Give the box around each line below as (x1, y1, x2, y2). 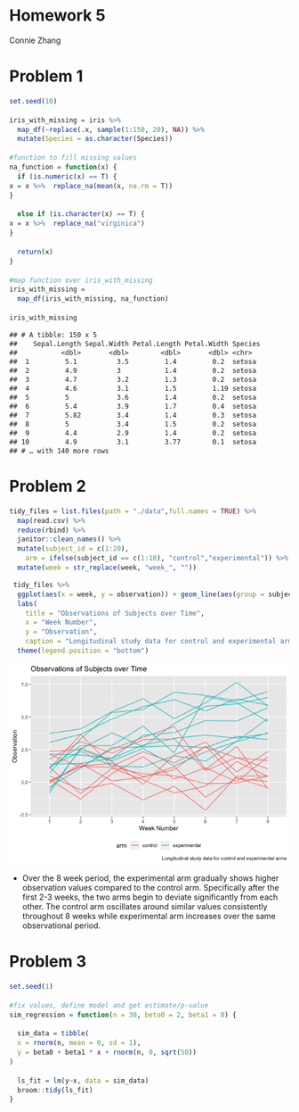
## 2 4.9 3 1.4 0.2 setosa (9, 366, 256, 375)
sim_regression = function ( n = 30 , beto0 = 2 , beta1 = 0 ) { (9, 1010, 238, 1019)
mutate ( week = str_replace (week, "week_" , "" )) (17, 563, 198, 572)
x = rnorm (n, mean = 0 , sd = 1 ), (17, 1039, 141, 1048)
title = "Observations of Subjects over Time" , (25, 609, 205, 618)
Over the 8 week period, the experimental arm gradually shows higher (21, 872, 279, 884)
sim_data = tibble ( (17, 1029, 90, 1038)
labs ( (17, 599, 38, 608)
